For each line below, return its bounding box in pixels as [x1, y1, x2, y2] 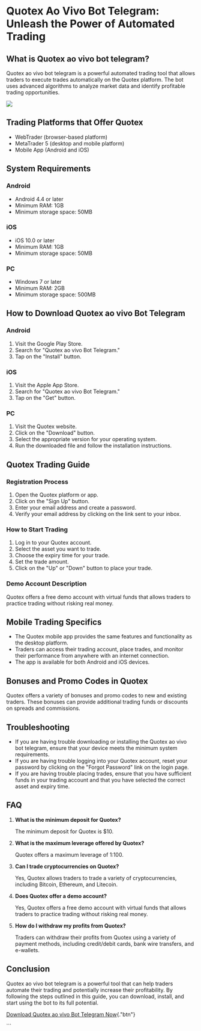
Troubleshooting [6, 722, 70, 732]
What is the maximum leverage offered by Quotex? [14, 839, 145, 846]
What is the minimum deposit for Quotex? [14, 816, 121, 823]
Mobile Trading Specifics [6, 617, 102, 628]
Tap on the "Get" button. [14, 394, 76, 402]
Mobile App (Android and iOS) [14, 146, 89, 153]
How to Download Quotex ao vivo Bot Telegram [6, 308, 186, 319]
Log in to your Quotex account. [14, 539, 92, 546]
